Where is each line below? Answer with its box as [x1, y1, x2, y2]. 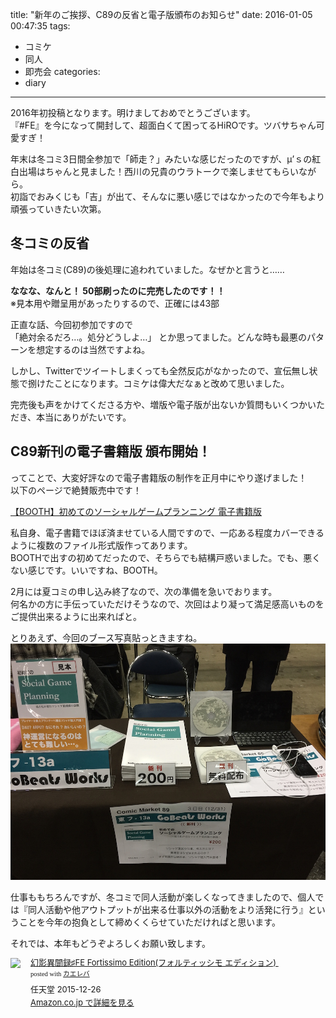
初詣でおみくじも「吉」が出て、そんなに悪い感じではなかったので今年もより [10, 191, 326, 202]
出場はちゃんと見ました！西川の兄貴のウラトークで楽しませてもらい [18, 166, 299, 177]
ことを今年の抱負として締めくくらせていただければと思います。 [18, 916, 281, 928]
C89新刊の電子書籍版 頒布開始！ [10, 443, 212, 460]
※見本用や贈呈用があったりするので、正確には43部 [10, 297, 220, 309]
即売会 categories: [24, 66, 101, 77]
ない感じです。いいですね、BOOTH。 [10, 564, 163, 576]
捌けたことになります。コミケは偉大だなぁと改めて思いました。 [27, 377, 290, 389]
